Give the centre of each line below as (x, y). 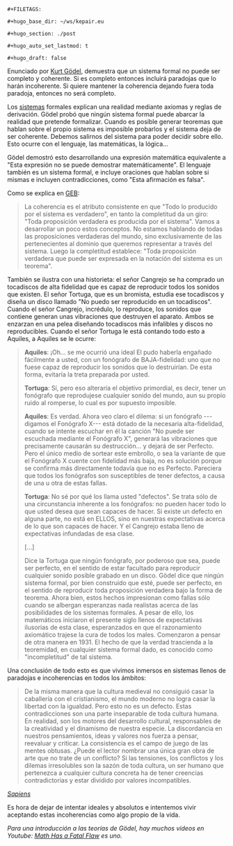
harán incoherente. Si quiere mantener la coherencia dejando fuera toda (111, 86)
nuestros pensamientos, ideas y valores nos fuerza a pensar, (111, 736)
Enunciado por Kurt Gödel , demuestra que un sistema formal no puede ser (114, 71)
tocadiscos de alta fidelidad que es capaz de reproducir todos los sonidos (113, 287)
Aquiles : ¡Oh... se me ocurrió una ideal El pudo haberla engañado (118, 352)
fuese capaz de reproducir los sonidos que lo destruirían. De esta (118, 367)
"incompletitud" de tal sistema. (69, 657)
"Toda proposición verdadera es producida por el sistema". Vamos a (122, 221)
